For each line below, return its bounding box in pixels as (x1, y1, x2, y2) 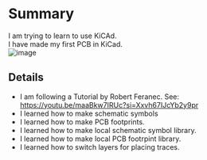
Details (8, 70, 44, 84)
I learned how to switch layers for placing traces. (19, 142, 181, 151)
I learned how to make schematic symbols (19, 109, 158, 118)
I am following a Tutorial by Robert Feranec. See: (19, 92, 179, 101)
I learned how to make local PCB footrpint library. (19, 134, 182, 143)
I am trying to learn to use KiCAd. (8, 31, 117, 40)
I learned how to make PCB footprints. (19, 116, 145, 127)
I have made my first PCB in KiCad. (8, 39, 123, 48)
